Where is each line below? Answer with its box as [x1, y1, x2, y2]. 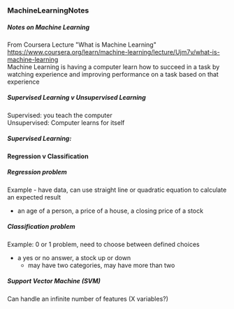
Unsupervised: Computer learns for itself [7, 118, 125, 127]
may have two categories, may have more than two [27, 261, 175, 269]
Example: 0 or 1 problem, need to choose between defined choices [7, 240, 200, 248]
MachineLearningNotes [7, 6, 89, 15]
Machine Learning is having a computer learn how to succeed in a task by [7, 62, 220, 71]
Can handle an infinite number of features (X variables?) [7, 294, 169, 303]
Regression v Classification [7, 152, 89, 160]
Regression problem [7, 168, 68, 176]
